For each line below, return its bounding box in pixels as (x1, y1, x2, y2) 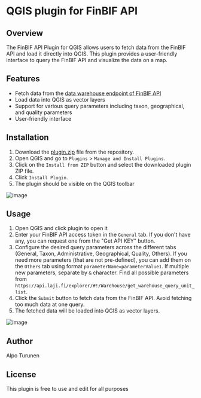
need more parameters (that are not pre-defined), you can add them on (14, 256, 191, 264)
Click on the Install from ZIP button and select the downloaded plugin (14, 161, 191, 168)
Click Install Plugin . (14, 173, 68, 180)
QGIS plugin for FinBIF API (6, 4, 138, 18)
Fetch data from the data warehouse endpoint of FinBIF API (14, 90, 162, 97)
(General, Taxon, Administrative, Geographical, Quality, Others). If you (14, 250, 187, 258)
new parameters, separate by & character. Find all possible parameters (14, 269, 189, 276)
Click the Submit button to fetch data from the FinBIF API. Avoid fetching (14, 295, 192, 302)
